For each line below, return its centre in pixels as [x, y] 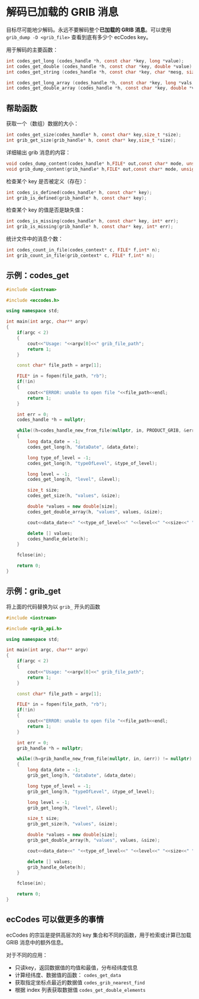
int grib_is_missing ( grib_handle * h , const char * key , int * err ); [90, 227]
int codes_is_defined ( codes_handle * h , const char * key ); [79, 192]
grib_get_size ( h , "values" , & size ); [73, 824]
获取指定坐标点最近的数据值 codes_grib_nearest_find [80, 982]
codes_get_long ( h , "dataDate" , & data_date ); [83, 447]
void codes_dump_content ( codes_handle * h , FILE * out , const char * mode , [95, 164]
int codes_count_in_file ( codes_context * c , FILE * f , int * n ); [83, 250]
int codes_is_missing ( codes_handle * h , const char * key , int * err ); [92, 221]
